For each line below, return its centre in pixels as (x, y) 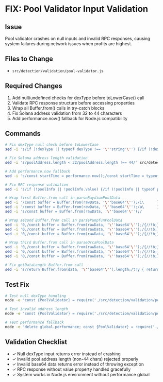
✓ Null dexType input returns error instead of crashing (66, 354)
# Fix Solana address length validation (47, 158)
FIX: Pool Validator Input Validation (77, 9)
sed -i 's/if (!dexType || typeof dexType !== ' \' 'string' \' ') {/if (76, 149)
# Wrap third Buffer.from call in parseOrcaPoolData (59, 243)
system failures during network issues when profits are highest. (69, 44)
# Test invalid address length (37, 309)
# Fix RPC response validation (37, 185)
